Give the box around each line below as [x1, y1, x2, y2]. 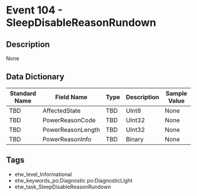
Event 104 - [6, 4, 63, 17]
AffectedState [42, 106, 81, 114]
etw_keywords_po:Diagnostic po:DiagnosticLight [14, 177, 133, 184]
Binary [125, 135, 144, 143]
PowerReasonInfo [42, 135, 92, 143]
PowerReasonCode [42, 116, 96, 124]
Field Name [55, 93, 88, 101]
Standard [9, 89, 36, 97]
